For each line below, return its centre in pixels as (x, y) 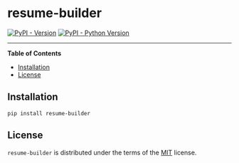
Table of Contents (34, 53)
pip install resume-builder (49, 113)
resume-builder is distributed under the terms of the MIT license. (102, 152)
